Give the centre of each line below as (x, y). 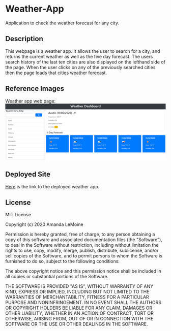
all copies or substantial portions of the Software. (57, 277)
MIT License (18, 215)
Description (24, 39)
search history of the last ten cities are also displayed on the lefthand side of (85, 62)
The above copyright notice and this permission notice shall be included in (83, 271)
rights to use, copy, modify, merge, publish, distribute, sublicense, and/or (82, 251)
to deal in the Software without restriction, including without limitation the (82, 245)
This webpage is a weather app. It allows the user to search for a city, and (83, 51)
